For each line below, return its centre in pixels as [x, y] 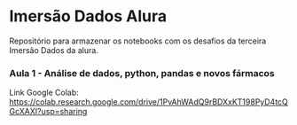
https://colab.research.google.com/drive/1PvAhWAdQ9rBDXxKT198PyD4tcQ [148, 102]
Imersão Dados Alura [88, 16]
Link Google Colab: [44, 93]
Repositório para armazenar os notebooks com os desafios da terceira [138, 41]
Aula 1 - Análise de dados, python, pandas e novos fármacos [142, 73]
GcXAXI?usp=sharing [48, 112]
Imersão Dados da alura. [54, 50]
